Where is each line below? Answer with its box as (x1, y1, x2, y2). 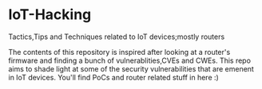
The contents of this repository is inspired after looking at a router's (8, 47, 231, 56)
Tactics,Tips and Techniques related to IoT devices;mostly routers (8, 32, 225, 41)
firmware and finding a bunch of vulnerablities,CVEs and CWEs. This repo (8, 56, 252, 65)
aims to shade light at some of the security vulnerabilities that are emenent (8, 64, 254, 73)
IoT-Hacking (8, 6, 92, 24)
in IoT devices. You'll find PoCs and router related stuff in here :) (8, 72, 220, 82)
